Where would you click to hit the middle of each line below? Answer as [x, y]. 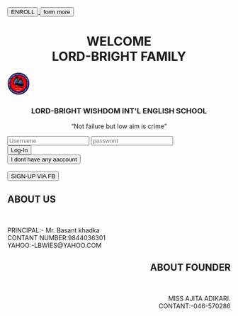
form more [57, 12]
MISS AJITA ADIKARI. [199, 298]
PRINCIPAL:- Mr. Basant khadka [54, 230]
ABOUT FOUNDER [190, 267]
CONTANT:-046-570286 [194, 306]
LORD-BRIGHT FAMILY [119, 57]
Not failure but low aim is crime [119, 126]
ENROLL [23, 12]
